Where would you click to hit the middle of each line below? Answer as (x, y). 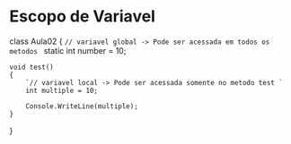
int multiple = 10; (62, 90)
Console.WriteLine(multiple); (82, 106)
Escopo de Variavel (82, 17)
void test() (31, 67)
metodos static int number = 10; (68, 50)
